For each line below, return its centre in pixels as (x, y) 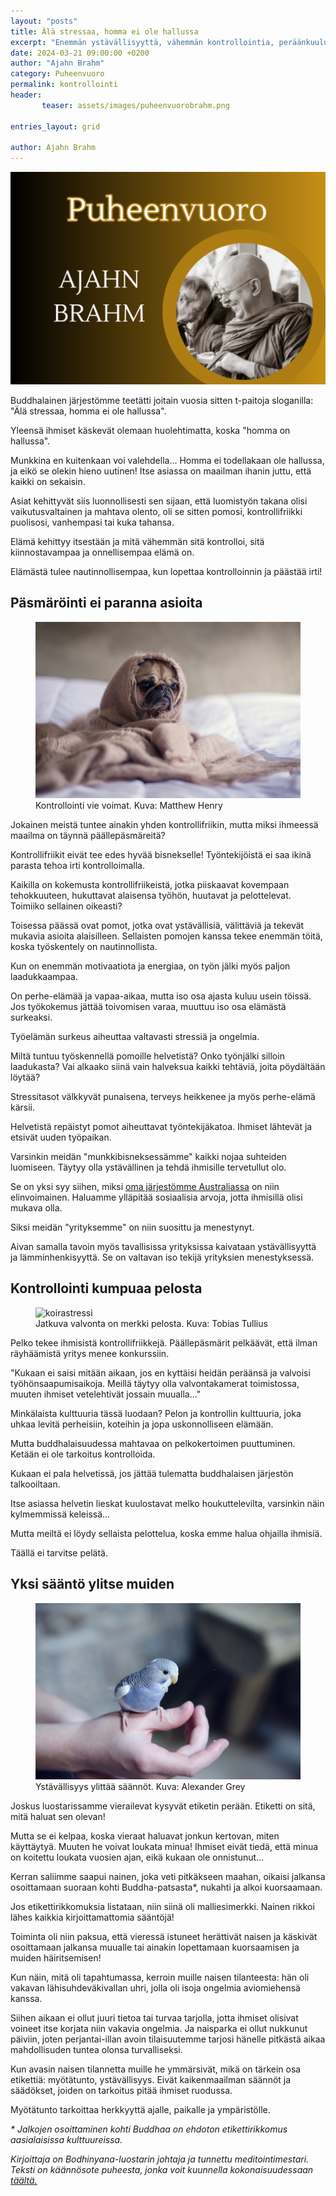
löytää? (25, 1077)
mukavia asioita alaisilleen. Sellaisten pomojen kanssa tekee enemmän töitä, (166, 936)
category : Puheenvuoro (57, 74)
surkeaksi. (31, 1017)
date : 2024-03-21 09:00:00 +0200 (80, 53)
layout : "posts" (44, 21)
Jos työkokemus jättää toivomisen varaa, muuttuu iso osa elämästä (148, 1006)
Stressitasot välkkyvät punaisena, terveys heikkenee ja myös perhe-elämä (163, 1096)
